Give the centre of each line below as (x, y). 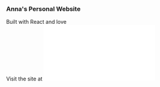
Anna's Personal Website (43, 9)
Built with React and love (36, 22)
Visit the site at (24, 79)
